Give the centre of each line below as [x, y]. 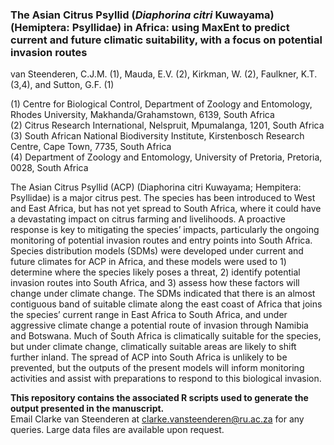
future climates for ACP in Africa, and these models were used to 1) [148, 262]
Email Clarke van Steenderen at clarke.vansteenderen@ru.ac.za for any [157, 419]
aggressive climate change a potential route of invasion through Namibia [159, 325]
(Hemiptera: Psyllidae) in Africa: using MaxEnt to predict [150, 27]
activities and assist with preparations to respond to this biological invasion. [166, 379]
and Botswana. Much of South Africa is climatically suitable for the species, [166, 336]
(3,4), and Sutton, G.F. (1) [62, 85]
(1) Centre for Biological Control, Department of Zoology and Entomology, [161, 104]
